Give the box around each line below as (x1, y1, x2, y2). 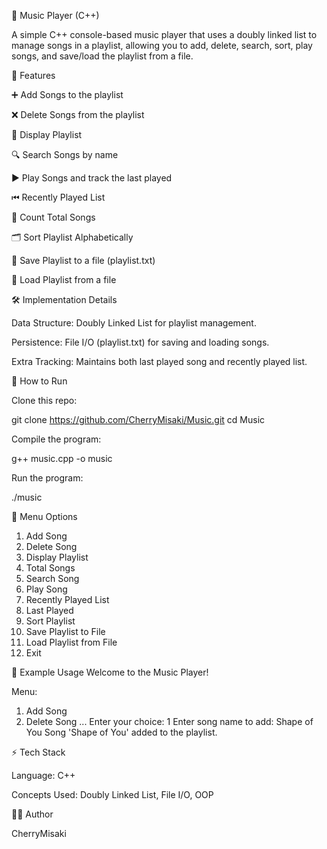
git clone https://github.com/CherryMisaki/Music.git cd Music (11, 414, 266, 425)
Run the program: (11, 472, 84, 484)
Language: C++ (11, 770, 76, 781)
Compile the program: (11, 433, 102, 445)
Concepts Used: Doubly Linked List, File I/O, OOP (11, 789, 214, 800)
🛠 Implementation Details (11, 294, 118, 305)
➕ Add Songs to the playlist (11, 89, 124, 100)
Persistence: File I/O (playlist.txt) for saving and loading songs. (11, 336, 270, 348)
